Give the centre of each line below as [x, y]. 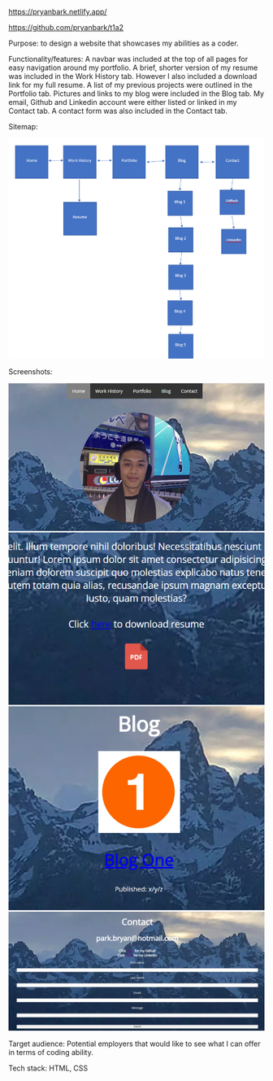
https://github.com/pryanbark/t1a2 [66, 27]
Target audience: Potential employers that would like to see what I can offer [134, 1044]
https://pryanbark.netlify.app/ [58, 12]
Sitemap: [23, 126]
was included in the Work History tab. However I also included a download [133, 76]
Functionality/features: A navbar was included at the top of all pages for [128, 59]
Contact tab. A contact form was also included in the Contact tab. [118, 111]
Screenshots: [30, 372]
